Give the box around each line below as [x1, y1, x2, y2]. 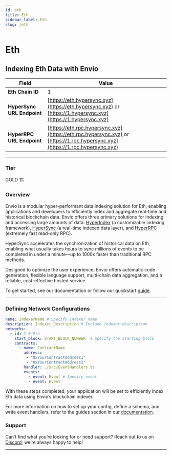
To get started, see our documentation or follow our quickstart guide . [5, 287, 151, 294]
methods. [5, 257, 26, 263]
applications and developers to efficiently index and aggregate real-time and [5, 208, 167, 214]
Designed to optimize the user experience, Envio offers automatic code [5, 266, 155, 272]
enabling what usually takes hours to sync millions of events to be [5, 245, 144, 252]
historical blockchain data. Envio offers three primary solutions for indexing [5, 214, 164, 220]
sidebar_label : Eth [5, 17, 47, 22]
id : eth [5, 7, 22, 13]
